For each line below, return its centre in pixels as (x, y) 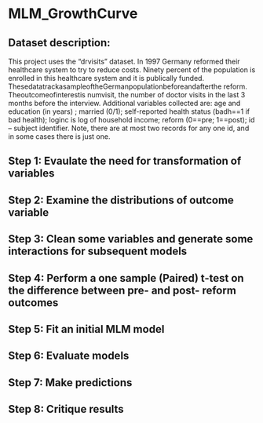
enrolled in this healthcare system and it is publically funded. (106, 78)
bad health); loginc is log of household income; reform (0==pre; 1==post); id (131, 120)
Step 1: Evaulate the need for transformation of (125, 161)
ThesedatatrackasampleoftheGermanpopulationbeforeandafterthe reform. (128, 86)
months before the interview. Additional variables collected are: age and (124, 103)
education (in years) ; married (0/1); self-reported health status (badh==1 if (129, 111)
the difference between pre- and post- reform (122, 290)
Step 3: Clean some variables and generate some (131, 239)
